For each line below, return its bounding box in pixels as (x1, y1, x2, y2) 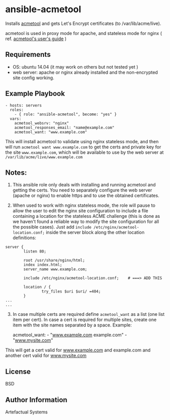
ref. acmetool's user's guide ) (5, 36, 67, 42)
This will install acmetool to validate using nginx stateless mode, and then (5, 138, 159, 144)
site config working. (12, 75, 54, 81)
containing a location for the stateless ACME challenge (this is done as (12, 213, 160, 219)
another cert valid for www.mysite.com (5, 352, 87, 359)
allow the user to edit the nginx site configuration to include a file (12, 208, 149, 214)
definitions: (12, 235, 37, 241)
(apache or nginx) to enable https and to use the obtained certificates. (12, 192, 160, 199)
